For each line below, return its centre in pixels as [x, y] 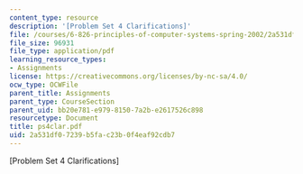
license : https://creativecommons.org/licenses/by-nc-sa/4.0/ [129, 77]
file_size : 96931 [42, 43]
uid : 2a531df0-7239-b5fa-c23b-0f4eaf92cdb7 [92, 135]
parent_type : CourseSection [62, 101]
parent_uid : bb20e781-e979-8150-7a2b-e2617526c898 [106, 110]
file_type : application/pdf [62, 51]
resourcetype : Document [54, 118]
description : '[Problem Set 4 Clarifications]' [101, 26]
